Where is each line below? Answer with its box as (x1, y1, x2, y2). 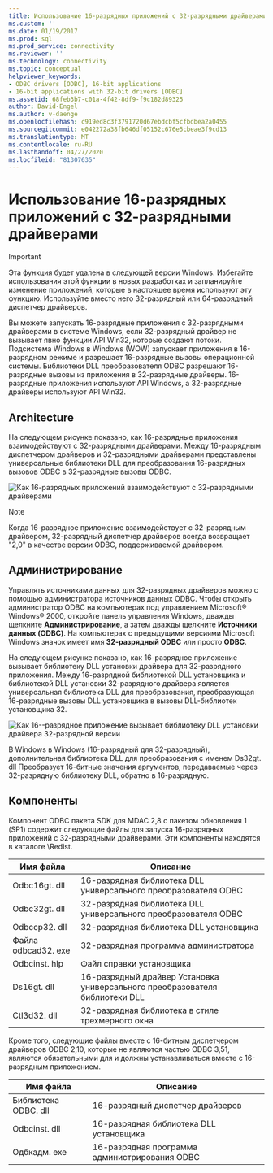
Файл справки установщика (80, 958, 192, 969)
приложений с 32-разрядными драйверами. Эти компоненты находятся (8, 832, 261, 842)
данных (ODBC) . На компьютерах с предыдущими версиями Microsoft (8, 628, 255, 638)
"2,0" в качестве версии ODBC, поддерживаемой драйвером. (8, 540, 224, 550)
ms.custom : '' (8, 20, 57, 28)
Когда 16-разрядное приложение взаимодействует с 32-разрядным (8, 523, 246, 532)
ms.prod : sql (8, 34, 53, 43)
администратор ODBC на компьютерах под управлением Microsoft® (8, 602, 247, 612)
